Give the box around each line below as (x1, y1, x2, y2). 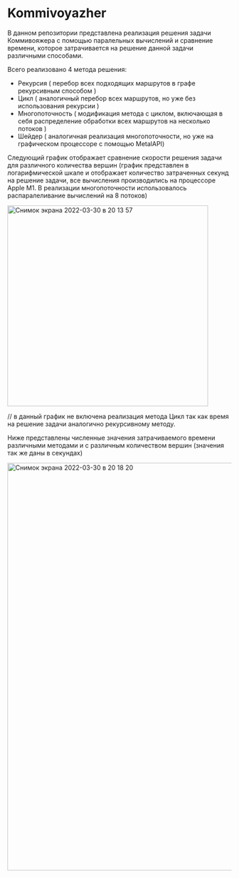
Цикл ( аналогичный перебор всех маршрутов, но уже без (17, 94, 196, 103)
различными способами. (7, 51, 83, 60)
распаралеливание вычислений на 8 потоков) (7, 191, 148, 200)
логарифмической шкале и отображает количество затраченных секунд (7, 168, 229, 177)
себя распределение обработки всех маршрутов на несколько (17, 116, 211, 125)
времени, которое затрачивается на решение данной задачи (7, 43, 194, 52)
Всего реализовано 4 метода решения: (7, 65, 127, 73)
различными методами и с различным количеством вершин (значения (7, 440, 224, 450)
